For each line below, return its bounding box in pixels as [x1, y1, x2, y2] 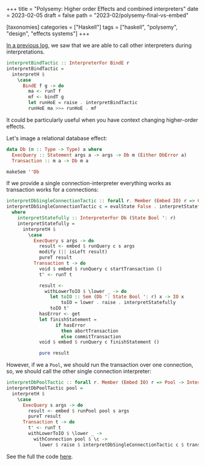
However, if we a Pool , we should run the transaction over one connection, [6, 361, 193, 369]
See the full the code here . [6, 453, 73, 460]
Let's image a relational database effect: [6, 134, 107, 142]
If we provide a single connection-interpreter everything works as [6, 180, 171, 187]
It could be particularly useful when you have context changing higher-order [6, 116, 198, 124]
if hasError [55, 322, 86, 328]
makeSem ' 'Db [6, 169, 40, 175]
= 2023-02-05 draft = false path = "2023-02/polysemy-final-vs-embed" [6, 12, 189, 19]
